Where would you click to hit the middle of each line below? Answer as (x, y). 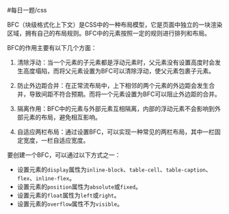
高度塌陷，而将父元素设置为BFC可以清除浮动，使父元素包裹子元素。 (119, 71)
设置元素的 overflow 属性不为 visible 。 (70, 204)
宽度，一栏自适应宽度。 (56, 140)
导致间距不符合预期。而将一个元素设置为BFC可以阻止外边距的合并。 (125, 94)
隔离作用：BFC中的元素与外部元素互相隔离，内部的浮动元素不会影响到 (116, 109)
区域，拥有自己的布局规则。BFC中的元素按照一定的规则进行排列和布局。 (109, 33)
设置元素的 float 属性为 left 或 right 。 (69, 195)
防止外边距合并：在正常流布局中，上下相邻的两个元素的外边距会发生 (113, 85)
